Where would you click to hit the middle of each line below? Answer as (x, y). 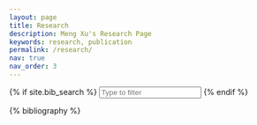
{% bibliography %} (45, 110)
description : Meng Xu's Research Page (80, 33)
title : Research (39, 26)
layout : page (33, 17)
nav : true (27, 58)
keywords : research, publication (71, 42)
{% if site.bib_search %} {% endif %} (129, 92)
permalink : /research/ (51, 50)
